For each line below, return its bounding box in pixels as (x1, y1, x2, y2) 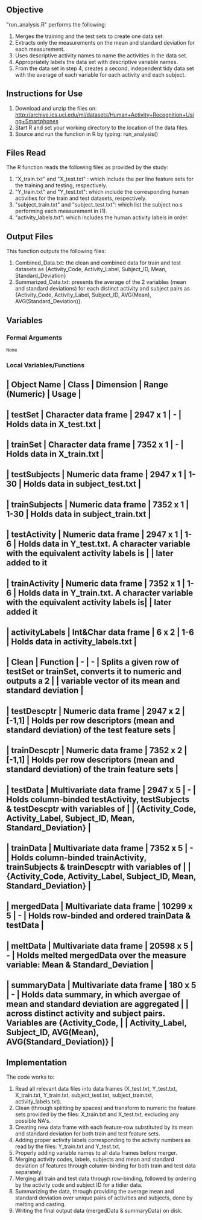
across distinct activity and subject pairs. (6, 1009, 165, 1019)
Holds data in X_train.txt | (6, 449, 104, 460)
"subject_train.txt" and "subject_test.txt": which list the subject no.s (14, 201, 183, 208)
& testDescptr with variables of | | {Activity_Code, (6, 803, 197, 814)
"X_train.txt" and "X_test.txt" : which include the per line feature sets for (14, 175, 194, 183)
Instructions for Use (6, 89, 83, 99)
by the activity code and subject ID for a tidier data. (14, 1181, 143, 1189)
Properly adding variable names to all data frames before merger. (14, 1149, 178, 1156)
